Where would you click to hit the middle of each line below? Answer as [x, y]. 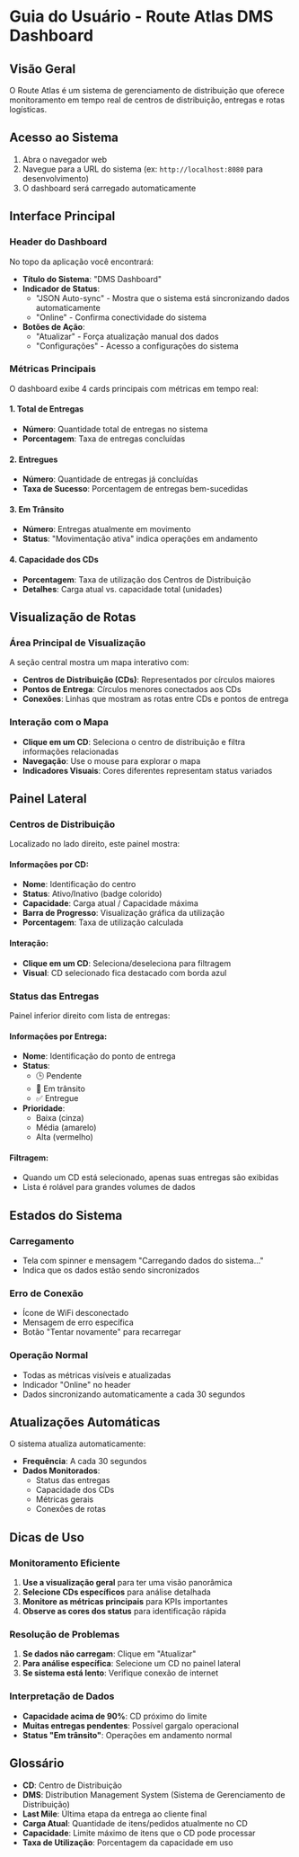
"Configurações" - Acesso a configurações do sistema [137, 346]
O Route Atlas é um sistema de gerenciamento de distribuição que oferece [147, 90]
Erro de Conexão [46, 1293]
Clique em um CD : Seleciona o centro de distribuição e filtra [133, 742]
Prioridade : [44, 1108]
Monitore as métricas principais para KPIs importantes [125, 1602]
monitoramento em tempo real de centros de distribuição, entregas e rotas [147, 100]
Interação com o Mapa [59, 723]
